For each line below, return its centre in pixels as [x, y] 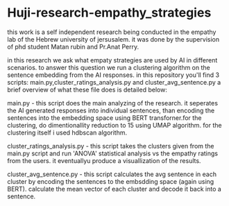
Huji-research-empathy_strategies [109, 13]
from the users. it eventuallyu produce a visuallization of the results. [104, 160]
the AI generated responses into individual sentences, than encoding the [111, 110]
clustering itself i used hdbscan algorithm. [67, 132]
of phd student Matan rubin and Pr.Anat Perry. [73, 46]
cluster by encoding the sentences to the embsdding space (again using [111, 181]
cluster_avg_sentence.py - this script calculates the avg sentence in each [112, 174]
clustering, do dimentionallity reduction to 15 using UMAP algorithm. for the [114, 125]
